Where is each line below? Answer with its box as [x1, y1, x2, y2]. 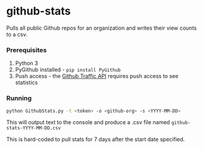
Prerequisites [6, 45, 47, 54]
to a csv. [6, 30, 28, 38]
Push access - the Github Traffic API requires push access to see [15, 73, 179, 80]
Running [6, 94, 32, 102]
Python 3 [15, 59, 38, 67]
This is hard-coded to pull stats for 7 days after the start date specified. [6, 136, 185, 143]
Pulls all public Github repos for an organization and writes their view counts [6, 24, 197, 31]
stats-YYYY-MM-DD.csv [6, 125, 61, 131]
